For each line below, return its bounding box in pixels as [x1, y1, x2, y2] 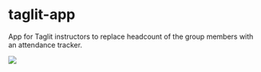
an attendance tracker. [8, 40, 82, 49]
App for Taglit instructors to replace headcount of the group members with [8, 32, 254, 41]
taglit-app [8, 6, 76, 24]
